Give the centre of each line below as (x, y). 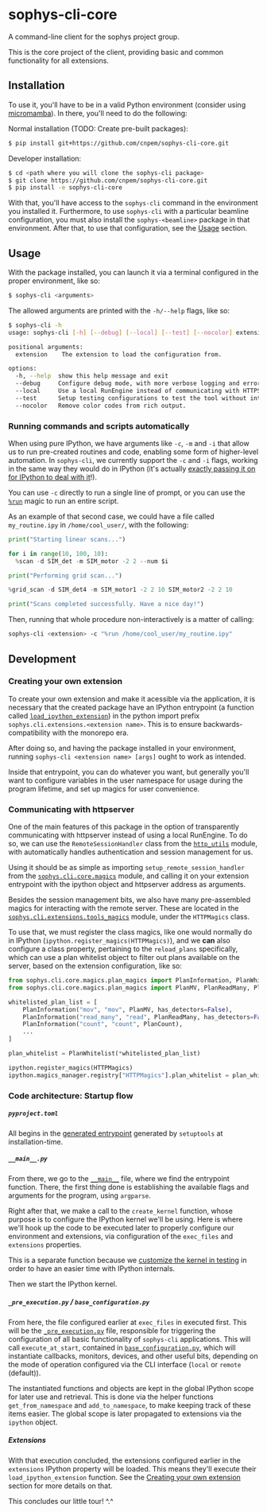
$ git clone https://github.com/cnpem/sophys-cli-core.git (108, 181)
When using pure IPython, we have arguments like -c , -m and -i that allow (129, 443)
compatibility (29, 733)
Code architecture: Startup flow (71, 1095)
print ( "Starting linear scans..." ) (67, 539)
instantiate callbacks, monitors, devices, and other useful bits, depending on (133, 1356)
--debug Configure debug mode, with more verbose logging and (128, 383)
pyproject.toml (33, 1114)
